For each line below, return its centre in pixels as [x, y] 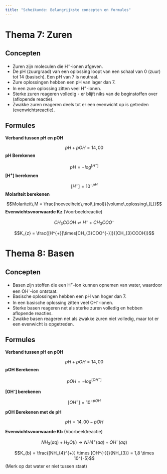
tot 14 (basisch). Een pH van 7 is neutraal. [55, 77]
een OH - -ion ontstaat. [35, 291]
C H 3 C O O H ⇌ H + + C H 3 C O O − [84, 222]
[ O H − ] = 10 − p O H [84, 402]
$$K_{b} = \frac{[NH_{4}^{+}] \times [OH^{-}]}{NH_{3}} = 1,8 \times [84, 453]
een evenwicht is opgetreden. [43, 324]
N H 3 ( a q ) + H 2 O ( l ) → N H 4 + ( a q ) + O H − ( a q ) [84, 442]
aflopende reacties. [33, 313]
